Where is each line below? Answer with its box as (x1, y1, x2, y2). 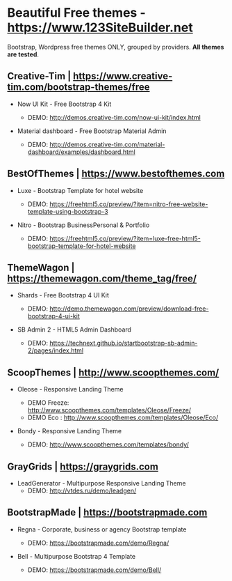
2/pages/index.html (27, 346, 84, 355)
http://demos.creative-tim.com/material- (49, 140, 165, 148)
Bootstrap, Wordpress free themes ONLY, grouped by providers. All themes (7, 42, 224, 51)
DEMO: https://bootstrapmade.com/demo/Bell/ (27, 566, 162, 574)
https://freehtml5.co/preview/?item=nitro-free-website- (49, 200, 208, 208)
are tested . (7, 50, 40, 59)
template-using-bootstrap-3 (27, 207, 109, 215)
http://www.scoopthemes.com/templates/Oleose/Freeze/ (27, 406, 192, 415)
